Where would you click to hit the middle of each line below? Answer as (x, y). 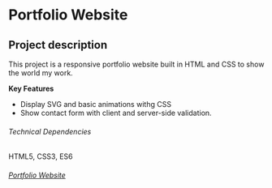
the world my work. (41, 73)
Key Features (31, 88)
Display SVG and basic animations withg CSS (96, 104)
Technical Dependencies (50, 131)
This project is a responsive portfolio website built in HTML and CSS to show (136, 64)
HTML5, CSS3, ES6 (41, 156)
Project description (58, 45)
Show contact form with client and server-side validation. (116, 113)
